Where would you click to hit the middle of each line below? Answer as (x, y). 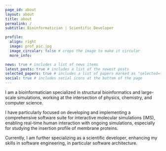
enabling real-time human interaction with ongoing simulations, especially (80, 123)
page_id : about (21, 10)
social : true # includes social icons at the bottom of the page (74, 78)
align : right (23, 42)
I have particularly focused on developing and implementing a (68, 112)
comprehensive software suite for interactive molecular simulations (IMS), (80, 118)
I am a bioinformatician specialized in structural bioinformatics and (73, 92)
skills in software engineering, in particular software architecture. (71, 143)
